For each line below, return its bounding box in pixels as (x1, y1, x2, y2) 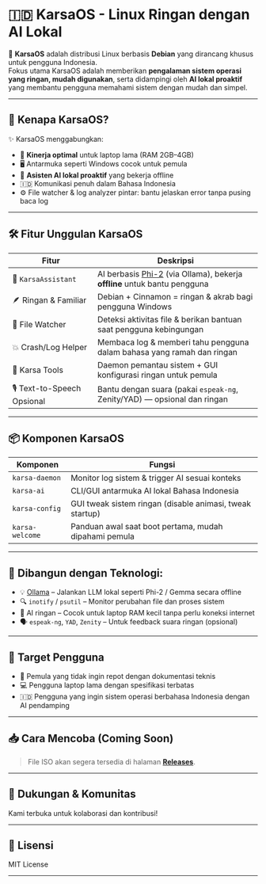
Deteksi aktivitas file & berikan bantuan (97, 314, 242, 325)
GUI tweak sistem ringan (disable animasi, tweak (70, 498, 252, 509)
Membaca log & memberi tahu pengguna (97, 337, 249, 348)
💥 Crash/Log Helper (12, 341, 88, 352)
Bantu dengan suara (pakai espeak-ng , (97, 384, 239, 395)
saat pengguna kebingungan (97, 323, 204, 334)
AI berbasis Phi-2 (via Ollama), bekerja (97, 268, 243, 279)
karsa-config (12, 505, 62, 513)
